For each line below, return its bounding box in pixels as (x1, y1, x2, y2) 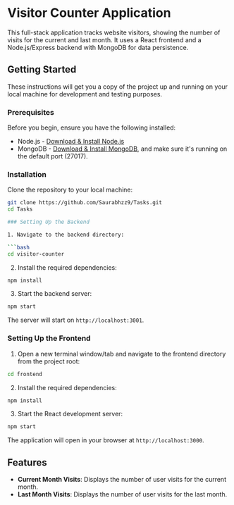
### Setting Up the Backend (7, 218, 90, 226)
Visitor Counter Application (7, 5, 171, 21)
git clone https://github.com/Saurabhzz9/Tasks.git (7, 199, 162, 206)
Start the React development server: (17, 410, 123, 418)
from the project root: (17, 357, 80, 366)
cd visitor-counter (7, 250, 65, 258)
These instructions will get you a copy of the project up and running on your (7, 82, 228, 91)
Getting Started (7, 63, 77, 75)
